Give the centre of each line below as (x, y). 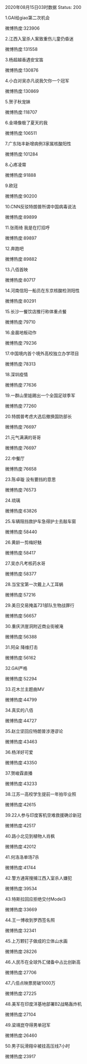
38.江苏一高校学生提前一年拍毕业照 (41, 794)
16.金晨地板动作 (21, 333)
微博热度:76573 (21, 490)
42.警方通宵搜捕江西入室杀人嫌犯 (39, 878)
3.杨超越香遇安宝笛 (24, 60)
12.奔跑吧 (14, 249)
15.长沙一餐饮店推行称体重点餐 (36, 312)
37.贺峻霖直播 (19, 773)
